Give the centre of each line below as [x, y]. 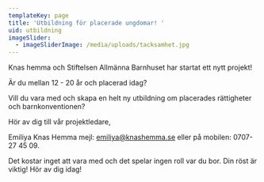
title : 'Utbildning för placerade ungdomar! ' [86, 23]
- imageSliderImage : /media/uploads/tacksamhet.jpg [103, 45]
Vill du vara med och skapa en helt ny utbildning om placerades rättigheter [130, 98]
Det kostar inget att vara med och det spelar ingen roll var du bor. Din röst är [133, 161]
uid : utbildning [35, 30]
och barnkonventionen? [47, 107]
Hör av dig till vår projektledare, [59, 122]
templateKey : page [38, 15]
